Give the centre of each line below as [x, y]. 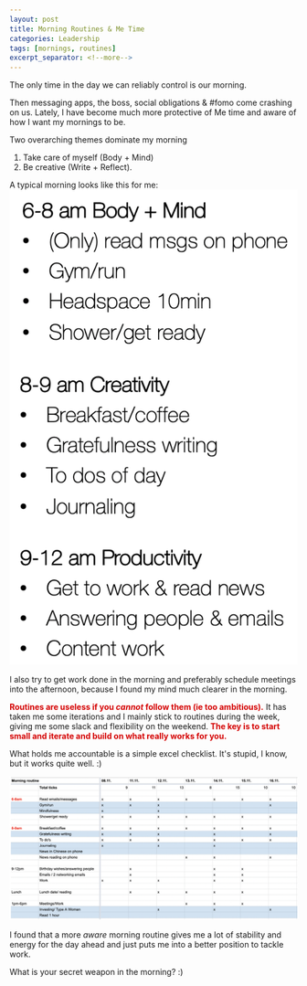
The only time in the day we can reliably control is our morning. [128, 85]
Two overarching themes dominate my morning [98, 140]
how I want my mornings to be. [68, 122]
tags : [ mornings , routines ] [63, 48]
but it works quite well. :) [56, 763]
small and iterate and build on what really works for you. [118, 736]
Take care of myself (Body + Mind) [88, 158]
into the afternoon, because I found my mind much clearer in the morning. [148, 689]
